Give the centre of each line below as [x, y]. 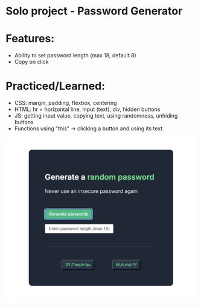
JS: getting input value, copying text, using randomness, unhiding [96, 116]
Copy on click [31, 62]
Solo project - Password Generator [94, 11]
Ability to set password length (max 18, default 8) [75, 55]
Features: [30, 39]
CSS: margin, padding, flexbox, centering [65, 103]
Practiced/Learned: [56, 86]
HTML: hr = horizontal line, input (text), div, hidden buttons [87, 109]
